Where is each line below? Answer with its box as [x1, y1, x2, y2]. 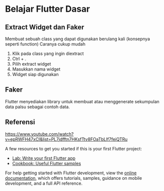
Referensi [5, 118, 35, 126]
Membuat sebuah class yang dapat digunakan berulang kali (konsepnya [5, 36, 150, 42]
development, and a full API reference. [5, 180, 83, 186]
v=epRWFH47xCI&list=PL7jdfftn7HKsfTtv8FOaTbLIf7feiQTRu [5, 136, 128, 142]
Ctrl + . [12, 56, 26, 62]
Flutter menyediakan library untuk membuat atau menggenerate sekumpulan [5, 98, 160, 104]
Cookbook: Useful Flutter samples [12, 160, 81, 166]
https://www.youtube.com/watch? [5, 131, 74, 137]
